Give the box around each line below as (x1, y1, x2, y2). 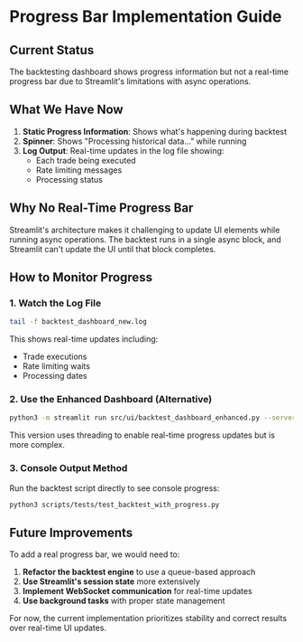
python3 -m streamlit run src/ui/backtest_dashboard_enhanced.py (9, 413, 260, 422)
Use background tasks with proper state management (22, 595, 225, 607)
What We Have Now (9, 102, 124, 118)
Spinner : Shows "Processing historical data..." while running (22, 136, 247, 146)
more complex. (9, 439, 65, 450)
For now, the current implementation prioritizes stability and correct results (9, 613, 287, 624)
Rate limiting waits (22, 361, 90, 372)
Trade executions (22, 351, 87, 363)
